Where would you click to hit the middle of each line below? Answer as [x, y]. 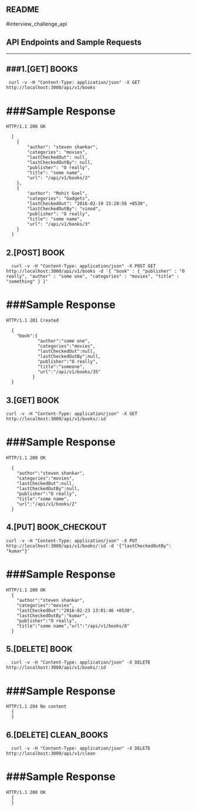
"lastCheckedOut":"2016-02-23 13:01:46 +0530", [76, 611]
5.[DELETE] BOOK [40, 649]
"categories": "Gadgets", [59, 199]
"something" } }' [27, 281]
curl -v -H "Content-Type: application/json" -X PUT [72, 541]
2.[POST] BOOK [35, 252]
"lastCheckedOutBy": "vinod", [64, 209]
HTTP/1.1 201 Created [33, 321]
